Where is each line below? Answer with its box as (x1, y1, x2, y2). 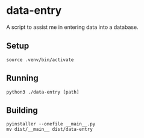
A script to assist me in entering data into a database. (6, 23, 139, 31)
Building (6, 105, 38, 115)
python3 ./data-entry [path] (6, 89, 80, 95)
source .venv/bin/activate (6, 56, 74, 63)
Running (6, 73, 39, 83)
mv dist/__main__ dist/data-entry (6, 127, 93, 133)
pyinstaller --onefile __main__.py (6, 121, 96, 127)
